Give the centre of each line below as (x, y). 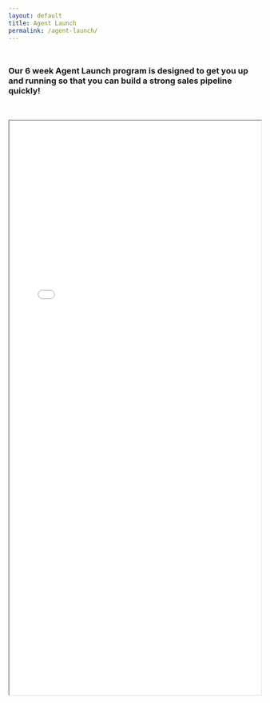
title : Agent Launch (43, 23)
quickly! (25, 91)
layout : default (35, 16)
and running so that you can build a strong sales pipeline (120, 81)
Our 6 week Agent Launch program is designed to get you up (129, 71)
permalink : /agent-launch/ (53, 30)
